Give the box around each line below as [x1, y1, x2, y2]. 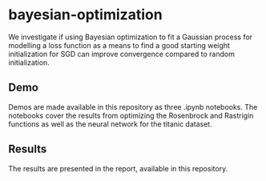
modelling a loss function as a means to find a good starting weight [8, 40, 231, 50]
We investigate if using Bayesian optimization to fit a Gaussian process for [8, 32, 253, 42]
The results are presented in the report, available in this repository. [8, 163, 228, 173]
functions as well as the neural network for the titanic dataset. [8, 119, 212, 129]
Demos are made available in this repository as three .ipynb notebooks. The [8, 102, 258, 111]
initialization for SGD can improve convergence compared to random [8, 49, 235, 58]
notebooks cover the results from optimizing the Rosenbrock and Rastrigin [8, 111, 254, 120]
